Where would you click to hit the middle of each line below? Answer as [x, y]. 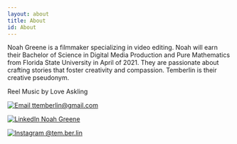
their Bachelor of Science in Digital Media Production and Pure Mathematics [118, 55]
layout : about [28, 14]
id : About [22, 27]
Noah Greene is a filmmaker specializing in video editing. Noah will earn [113, 48]
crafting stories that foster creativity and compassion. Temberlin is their [112, 70]
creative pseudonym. [38, 78]
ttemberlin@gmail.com [65, 106]
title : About [27, 21]
